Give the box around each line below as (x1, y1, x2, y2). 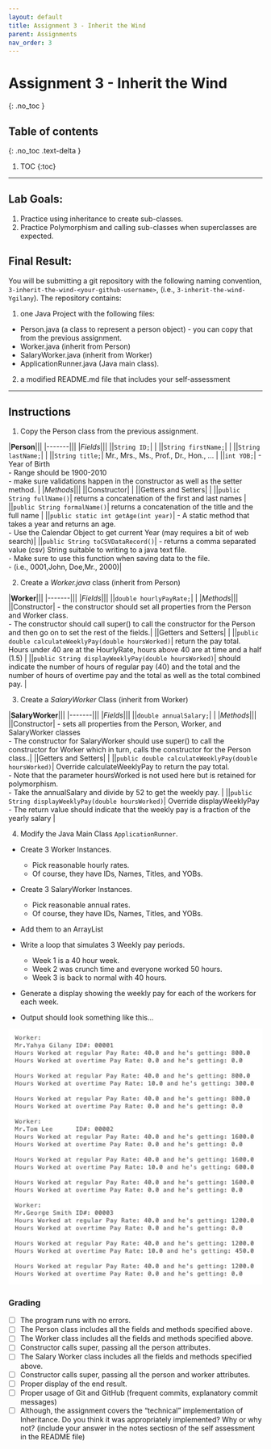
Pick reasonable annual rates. (31, 900, 131, 910)
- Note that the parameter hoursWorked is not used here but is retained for (8, 771, 256, 781)
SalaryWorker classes (8, 727, 81, 738)
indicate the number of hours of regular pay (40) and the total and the (8, 662, 240, 672)
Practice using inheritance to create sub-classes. (19, 214, 184, 224)
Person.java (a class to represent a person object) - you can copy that (19, 324, 253, 334)
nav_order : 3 (8, 39, 52, 47)
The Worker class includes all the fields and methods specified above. (19, 1334, 254, 1343)
